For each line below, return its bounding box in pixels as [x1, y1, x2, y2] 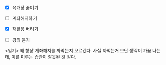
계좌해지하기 [12, 15, 38, 21]
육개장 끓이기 [12, 5, 39, 10]
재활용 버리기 [12, 26, 39, 32]
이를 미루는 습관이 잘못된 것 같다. [11, 54, 77, 60]
